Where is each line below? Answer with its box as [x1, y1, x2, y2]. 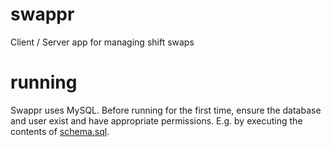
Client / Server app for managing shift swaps [10, 36, 195, 48]
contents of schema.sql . [10, 125, 110, 137]
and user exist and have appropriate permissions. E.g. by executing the [10, 114, 303, 127]
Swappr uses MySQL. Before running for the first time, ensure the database [10, 104, 322, 116]
